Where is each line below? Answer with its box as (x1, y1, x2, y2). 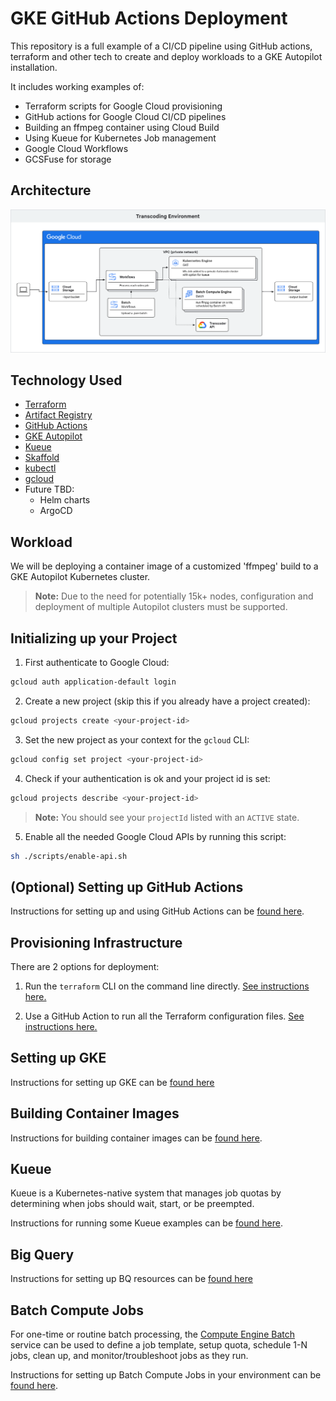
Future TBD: (24, 483, 75, 496)
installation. (10, 61, 58, 73)
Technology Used (10, 372, 123, 389)
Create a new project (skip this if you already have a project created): (24, 695, 311, 707)
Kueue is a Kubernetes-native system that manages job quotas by (10, 1187, 282, 1199)
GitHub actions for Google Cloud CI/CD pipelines (24, 110, 227, 122)
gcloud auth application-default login (10, 677, 177, 687)
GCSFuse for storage (24, 153, 112, 165)
